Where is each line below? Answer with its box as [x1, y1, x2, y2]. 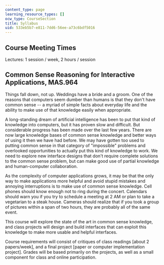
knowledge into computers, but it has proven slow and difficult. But [5, 121, 141, 127]
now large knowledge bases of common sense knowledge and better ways [5, 132, 157, 138]
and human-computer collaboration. [5, 163, 78, 169]
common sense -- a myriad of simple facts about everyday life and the [5, 101, 147, 108]
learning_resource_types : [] [5, 12, 65, 17]
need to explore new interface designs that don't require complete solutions [5, 153, 158, 159]
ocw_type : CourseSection [5, 16, 56, 21]
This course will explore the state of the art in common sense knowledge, [5, 218, 153, 224]
